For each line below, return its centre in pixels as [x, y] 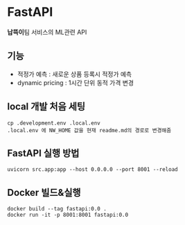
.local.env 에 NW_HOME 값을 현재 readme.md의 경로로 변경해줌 [89, 130]
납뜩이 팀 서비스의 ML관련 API [47, 32]
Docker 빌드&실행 [44, 192]
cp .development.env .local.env [54, 123]
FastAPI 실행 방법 [43, 153]
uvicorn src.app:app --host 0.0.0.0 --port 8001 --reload [92, 170]
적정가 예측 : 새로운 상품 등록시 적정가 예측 [74, 74]
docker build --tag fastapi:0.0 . [57, 209]
